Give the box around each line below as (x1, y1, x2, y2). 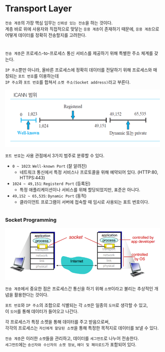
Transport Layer (5, 3, 72, 14)
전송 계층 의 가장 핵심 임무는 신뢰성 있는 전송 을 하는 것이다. (5, 20, 113, 26)
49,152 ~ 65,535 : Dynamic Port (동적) (12, 193, 87, 199)
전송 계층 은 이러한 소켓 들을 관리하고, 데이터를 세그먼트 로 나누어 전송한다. (5, 335, 139, 341)
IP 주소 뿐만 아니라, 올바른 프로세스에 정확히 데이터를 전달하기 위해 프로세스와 (5, 67, 152, 73)
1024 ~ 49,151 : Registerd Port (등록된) (12, 180, 91, 186)
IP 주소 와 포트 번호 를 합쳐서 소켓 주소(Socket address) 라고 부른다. (5, 79, 131, 85)
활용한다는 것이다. (14, 292, 49, 297)
